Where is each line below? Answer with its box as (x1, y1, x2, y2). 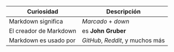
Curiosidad (27, 8, 58, 15)
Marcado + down (82, 18, 130, 25)
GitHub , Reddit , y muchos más (82, 36, 165, 44)
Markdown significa (9, 18, 63, 25)
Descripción (106, 8, 141, 15)
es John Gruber (82, 27, 127, 34)
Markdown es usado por (9, 36, 76, 44)
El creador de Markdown (9, 27, 77, 34)
